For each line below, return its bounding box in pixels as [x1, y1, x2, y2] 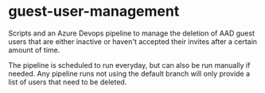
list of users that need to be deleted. [8, 77, 127, 87]
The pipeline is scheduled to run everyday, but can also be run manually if [8, 60, 251, 69]
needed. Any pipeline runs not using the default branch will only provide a [8, 69, 251, 78]
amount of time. [8, 45, 60, 54]
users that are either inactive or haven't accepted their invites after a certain [8, 36, 257, 46]
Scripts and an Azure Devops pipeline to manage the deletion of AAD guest [8, 28, 255, 38]
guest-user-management [8, 2, 180, 20]
